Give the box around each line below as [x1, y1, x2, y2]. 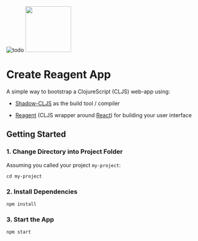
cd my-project [6, 173, 43, 179]
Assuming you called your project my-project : [6, 161, 121, 168]
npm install [6, 201, 37, 207]
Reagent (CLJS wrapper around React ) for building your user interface [15, 111, 192, 118]
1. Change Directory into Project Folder [6, 148, 123, 156]
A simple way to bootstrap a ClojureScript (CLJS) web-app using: [6, 88, 171, 95]
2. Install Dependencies [6, 187, 78, 196]
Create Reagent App [6, 68, 111, 82]
